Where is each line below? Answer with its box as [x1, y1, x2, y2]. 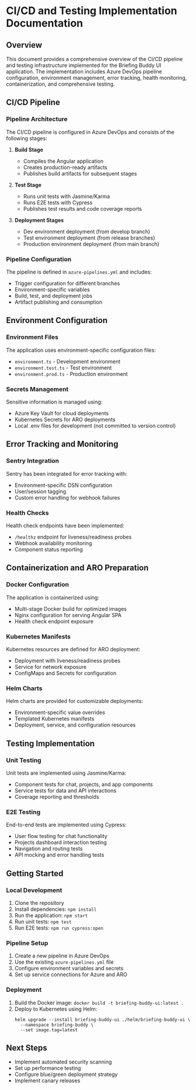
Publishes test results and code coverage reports [23, 205, 142, 212]
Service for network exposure [14, 663, 87, 670]
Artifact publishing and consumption [14, 298, 102, 305]
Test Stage [14, 181, 42, 189]
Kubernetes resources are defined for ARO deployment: [6, 645, 140, 652]
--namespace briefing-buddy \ [20, 1022, 94, 1028]
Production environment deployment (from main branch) [23, 240, 160, 247]
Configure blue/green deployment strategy [14, 1071, 118, 1078]
